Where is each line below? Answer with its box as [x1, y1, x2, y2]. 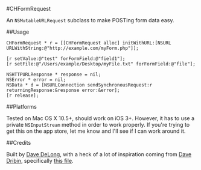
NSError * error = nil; [6, 77, 66, 83]
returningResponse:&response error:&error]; [6, 87, 120, 93]
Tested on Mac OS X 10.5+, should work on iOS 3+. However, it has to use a [6, 115, 195, 122]
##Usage [6, 28, 30, 35]
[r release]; [6, 93, 39, 99]
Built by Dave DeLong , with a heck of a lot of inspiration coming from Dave [6, 151, 192, 158]
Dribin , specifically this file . [6, 157, 74, 164]
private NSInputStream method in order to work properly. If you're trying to [6, 121, 190, 128]
